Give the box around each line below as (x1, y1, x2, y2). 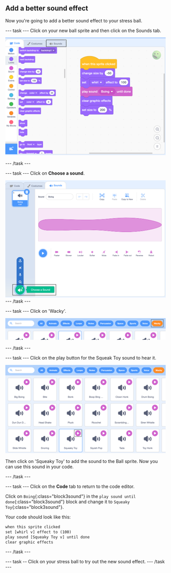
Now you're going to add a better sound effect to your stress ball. (5, 17, 142, 23)
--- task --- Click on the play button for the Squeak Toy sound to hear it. (5, 354, 157, 361)
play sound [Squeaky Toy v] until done (5, 535, 90, 540)
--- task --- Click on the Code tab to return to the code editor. (5, 483, 135, 489)
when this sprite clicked (5, 525, 60, 530)
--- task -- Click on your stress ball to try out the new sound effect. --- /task (5, 559, 165, 565)
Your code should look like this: (5, 514, 71, 520)
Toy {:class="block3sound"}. (5, 504, 64, 510)
